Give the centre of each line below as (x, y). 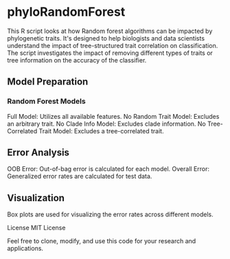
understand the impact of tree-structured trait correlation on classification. (113, 45)
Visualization (36, 198)
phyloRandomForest (66, 12)
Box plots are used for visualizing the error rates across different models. (111, 214)
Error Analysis (38, 153)
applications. (25, 249)
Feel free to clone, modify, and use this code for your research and (102, 241)
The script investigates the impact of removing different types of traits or (110, 53)
